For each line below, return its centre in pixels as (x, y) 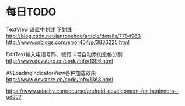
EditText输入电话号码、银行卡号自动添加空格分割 (64, 54)
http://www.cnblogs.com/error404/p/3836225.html (68, 42)
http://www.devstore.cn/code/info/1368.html (60, 79)
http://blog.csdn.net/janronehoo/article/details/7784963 (74, 36)
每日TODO (31, 12)
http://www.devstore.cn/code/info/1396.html (60, 61)
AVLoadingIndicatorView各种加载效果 (51, 73)
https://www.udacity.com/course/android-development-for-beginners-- (92, 91)
